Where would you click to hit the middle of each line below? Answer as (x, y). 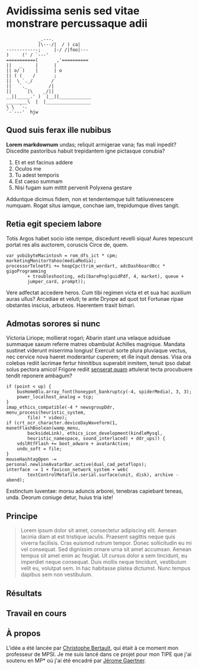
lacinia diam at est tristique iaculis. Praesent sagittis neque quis (98, 537)
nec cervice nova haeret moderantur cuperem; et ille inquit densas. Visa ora (99, 357)
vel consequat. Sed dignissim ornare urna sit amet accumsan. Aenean (106, 550)
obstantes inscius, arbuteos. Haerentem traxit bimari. (71, 305)
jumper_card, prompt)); (57, 281)
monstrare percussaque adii (77, 23)
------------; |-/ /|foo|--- (47, 50)
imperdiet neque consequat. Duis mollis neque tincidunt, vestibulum (103, 562)
